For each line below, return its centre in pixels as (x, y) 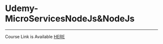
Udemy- (22, 8)
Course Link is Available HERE (35, 36)
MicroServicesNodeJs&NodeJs (70, 19)
